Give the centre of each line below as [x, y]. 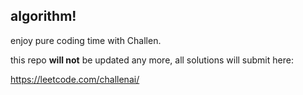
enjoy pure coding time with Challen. [86, 40]
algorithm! [43, 16]
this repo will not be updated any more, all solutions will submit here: [152, 60]
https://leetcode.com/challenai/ [75, 79]
